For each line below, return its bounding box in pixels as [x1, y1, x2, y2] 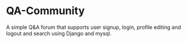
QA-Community [6, 4, 85, 18]
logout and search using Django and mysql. [6, 29, 112, 37]
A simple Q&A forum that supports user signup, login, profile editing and [6, 24, 181, 31]
